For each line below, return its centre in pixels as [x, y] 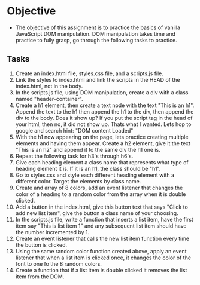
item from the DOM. [40, 277]
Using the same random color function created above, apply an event [101, 251]
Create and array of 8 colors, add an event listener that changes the [99, 188]
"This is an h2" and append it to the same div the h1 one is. [88, 149]
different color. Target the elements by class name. [78, 181]
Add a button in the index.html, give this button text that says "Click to [101, 207]
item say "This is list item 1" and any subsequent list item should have [101, 226]
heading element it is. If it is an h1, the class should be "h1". [88, 168]
